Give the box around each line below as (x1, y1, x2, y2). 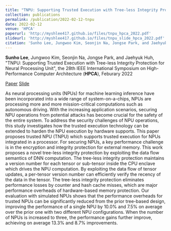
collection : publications (5, 12, 60, 17)
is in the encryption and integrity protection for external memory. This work (5, 144, 163, 150)
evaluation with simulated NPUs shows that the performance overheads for (5, 192, 163, 199)
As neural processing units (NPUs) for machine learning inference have (5, 90, 155, 96)
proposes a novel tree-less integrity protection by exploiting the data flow (5, 149, 159, 155)
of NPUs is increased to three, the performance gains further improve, (5, 214, 153, 220)
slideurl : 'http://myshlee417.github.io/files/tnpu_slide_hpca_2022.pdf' (5, 36, 165, 41)
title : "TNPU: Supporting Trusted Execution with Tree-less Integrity (5, 7, 158, 13)
